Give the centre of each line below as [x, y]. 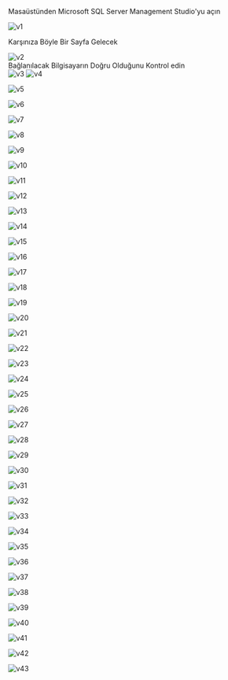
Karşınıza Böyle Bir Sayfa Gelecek [63, 42]
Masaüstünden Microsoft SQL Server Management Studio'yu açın [114, 11]
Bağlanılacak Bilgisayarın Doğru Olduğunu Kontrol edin [97, 65]
